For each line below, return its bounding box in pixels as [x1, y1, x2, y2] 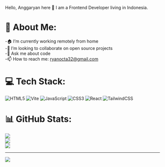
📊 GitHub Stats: [5, 114, 72, 125]
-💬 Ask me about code [5, 50, 51, 56]
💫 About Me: [5, 22, 57, 33]
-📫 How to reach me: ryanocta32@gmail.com [5, 56, 99, 62]
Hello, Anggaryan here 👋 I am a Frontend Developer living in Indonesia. [5, 5, 148, 10]
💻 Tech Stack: [5, 76, 66, 87]
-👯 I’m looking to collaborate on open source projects [5, 45, 113, 51]
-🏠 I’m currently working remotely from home [5, 38, 99, 44]
